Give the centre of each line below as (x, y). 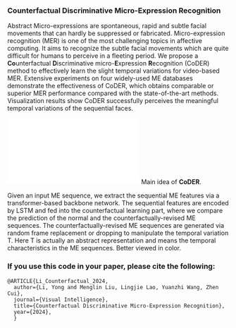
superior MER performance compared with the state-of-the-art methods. (113, 93)
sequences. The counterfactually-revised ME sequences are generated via (116, 226)
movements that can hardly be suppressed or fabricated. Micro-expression (116, 33)
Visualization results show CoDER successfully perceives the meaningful (113, 101)
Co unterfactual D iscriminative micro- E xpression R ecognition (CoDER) (108, 63)
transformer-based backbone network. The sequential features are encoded (118, 203)
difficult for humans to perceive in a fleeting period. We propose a (103, 56)
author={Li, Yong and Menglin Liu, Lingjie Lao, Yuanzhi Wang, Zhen (116, 287)
